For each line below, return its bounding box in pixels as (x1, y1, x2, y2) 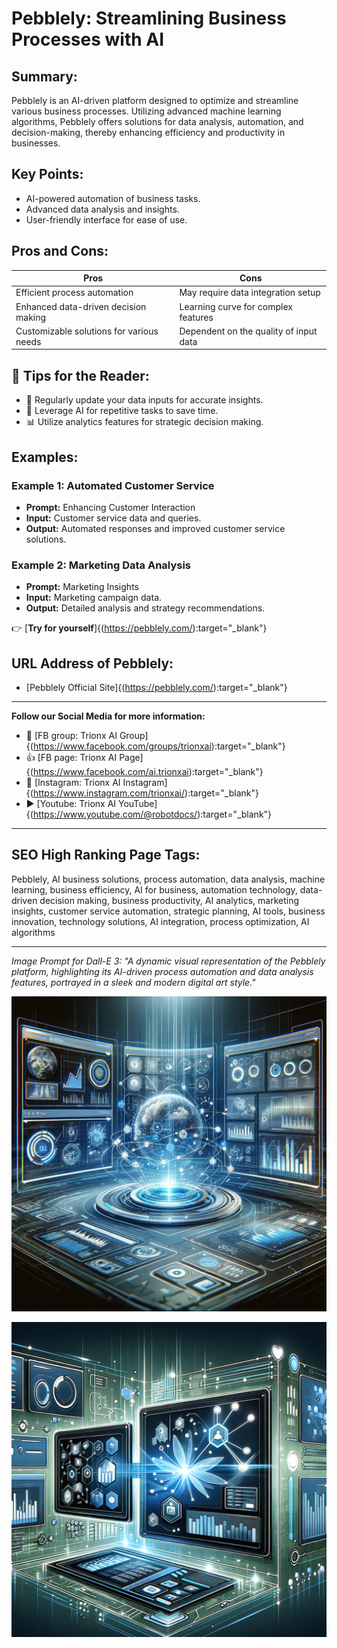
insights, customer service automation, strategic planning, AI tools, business (11, 905, 326, 917)
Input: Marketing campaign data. (25, 592, 163, 604)
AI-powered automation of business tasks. (25, 192, 201, 204)
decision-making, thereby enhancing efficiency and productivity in (11, 127, 286, 138)
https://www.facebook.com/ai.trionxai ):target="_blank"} (32, 765, 264, 777)
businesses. (11, 137, 61, 149)
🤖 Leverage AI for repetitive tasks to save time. (25, 405, 219, 417)
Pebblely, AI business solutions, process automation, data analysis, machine (11, 873, 326, 885)
